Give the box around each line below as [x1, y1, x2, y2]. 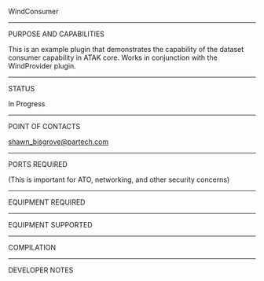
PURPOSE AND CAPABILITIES [8, 29, 104, 39]
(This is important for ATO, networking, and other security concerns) [8, 175, 230, 184]
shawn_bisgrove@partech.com [8, 137, 109, 146]
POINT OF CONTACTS [8, 122, 81, 131]
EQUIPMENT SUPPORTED [8, 220, 93, 229]
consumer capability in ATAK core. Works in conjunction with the [8, 53, 218, 62]
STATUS [8, 84, 35, 93]
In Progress [8, 99, 46, 109]
